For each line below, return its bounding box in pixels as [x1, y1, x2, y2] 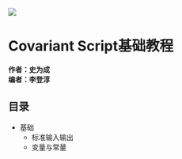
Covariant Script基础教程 [8, 37, 174, 55]
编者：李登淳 [8, 74, 50, 84]
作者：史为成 [8, 64, 50, 74]
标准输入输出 [31, 132, 74, 142]
